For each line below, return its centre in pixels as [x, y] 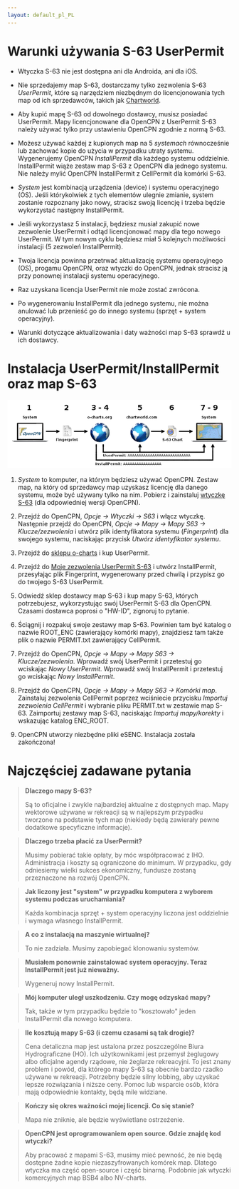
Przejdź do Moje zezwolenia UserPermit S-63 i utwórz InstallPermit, [117, 566]
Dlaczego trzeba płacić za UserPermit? [83, 841]
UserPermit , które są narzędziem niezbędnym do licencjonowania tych [121, 92]
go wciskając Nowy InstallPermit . [66, 676]
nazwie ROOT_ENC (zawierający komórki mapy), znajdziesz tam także [121, 632]
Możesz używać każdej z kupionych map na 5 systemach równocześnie [123, 143]
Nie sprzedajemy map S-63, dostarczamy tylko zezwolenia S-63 [112, 85]
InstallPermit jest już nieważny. [72, 969]
